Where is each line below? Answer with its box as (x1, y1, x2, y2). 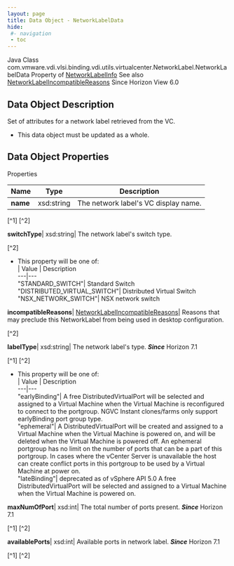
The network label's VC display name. (76, 198, 202, 208)
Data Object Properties (7, 151, 109, 163)
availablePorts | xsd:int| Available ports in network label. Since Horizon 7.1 (7, 537, 221, 546)
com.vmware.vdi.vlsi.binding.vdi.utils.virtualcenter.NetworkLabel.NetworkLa (7, 63, 228, 72)
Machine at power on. (17, 466, 81, 475)
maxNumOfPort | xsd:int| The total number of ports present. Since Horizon (7, 503, 223, 511)
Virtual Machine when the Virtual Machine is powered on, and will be (17, 429, 216, 437)
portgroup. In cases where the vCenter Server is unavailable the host (17, 452, 217, 460)
